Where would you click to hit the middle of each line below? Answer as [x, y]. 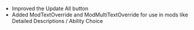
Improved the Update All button [50, 9]
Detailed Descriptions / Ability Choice [57, 21]
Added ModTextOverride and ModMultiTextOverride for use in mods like [100, 15]
